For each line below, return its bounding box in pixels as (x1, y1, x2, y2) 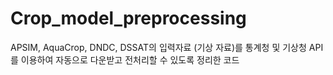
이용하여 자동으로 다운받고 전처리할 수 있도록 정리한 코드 (20, 53, 240, 66)
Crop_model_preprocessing (10, 7, 247, 30)
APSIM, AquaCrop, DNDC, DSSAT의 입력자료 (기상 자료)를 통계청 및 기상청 (10, 41, 307, 53)
